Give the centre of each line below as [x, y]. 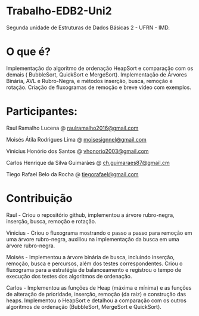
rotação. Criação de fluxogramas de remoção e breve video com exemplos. [99, 87]
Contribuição [39, 198]
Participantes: [42, 111]
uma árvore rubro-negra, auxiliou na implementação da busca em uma [93, 239]
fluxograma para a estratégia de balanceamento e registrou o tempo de [94, 269]
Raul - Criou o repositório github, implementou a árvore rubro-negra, [90, 215]
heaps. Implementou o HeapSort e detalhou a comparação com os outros [96, 300]
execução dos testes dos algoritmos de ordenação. [69, 276]
